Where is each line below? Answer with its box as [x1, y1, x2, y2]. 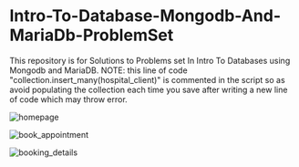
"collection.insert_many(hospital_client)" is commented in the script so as [9, 74, 285, 85]
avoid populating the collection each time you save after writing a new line [9, 84, 288, 95]
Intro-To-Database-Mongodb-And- [9, 5, 282, 26]
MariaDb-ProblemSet [9, 25, 174, 46]
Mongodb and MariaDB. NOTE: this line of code [9, 65, 189, 76]
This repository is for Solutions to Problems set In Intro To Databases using [9, 55, 291, 66]
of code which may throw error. [9, 93, 128, 105]
